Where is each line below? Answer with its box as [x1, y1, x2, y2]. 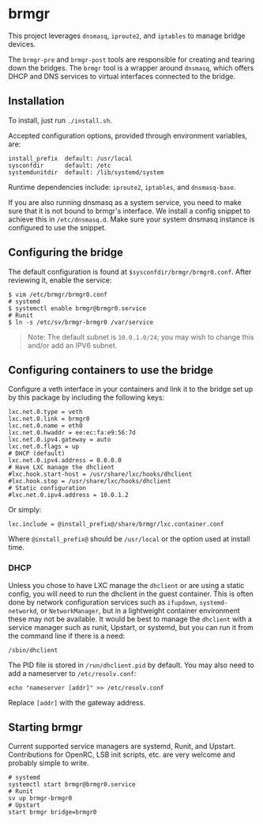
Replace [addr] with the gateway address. [8, 697, 146, 707]
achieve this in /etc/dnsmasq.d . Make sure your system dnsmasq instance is [8, 215, 255, 224]
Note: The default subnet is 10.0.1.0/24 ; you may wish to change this [27, 332, 254, 341]
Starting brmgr [8, 721, 83, 735]
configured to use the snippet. [8, 222, 107, 232]
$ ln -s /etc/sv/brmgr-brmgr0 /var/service [8, 318, 154, 326]
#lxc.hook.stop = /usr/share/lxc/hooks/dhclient [8, 477, 171, 485]
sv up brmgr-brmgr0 [8, 795, 73, 803]
